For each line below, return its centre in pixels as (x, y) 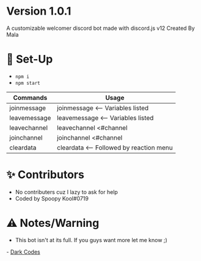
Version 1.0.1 (39, 11)
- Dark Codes (24, 252)
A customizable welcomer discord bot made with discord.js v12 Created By (101, 28)
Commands (30, 98)
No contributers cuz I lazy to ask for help (66, 192)
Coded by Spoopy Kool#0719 (52, 198)
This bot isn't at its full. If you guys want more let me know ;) (91, 240)
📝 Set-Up (30, 59)
